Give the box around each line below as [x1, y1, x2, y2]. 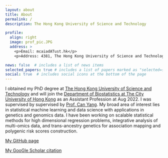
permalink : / [5, 16, 32, 21]
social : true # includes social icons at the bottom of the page [5, 72, 146, 77]
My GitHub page [5, 138, 39, 144]
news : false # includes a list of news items [5, 62, 104, 67]
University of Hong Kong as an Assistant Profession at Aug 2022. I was [5, 96, 151, 102]
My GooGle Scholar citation [5, 147, 62, 153]
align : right [9, 35, 37, 40]
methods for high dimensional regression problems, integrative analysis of [5, 117, 158, 123]
